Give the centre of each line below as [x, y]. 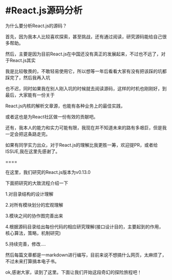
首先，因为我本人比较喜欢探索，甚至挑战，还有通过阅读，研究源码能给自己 [84, 36]
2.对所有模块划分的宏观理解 [34, 205]
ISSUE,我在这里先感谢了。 [33, 151]
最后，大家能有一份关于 [30, 95]
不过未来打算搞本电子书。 [32, 261]
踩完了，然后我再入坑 [28, 77]
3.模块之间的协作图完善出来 [34, 215]
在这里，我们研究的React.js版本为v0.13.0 [48, 172]
